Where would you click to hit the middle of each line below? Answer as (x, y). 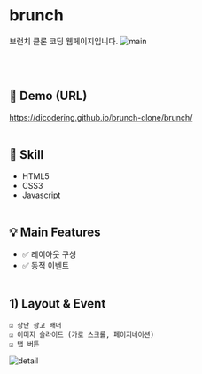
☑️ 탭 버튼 (24, 345)
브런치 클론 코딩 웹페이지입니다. (64, 41)
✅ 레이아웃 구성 (49, 254)
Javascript (41, 195)
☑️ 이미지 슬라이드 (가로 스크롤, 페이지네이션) (82, 335)
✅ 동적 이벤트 (45, 266)
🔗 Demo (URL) (48, 96)
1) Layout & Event (58, 304)
